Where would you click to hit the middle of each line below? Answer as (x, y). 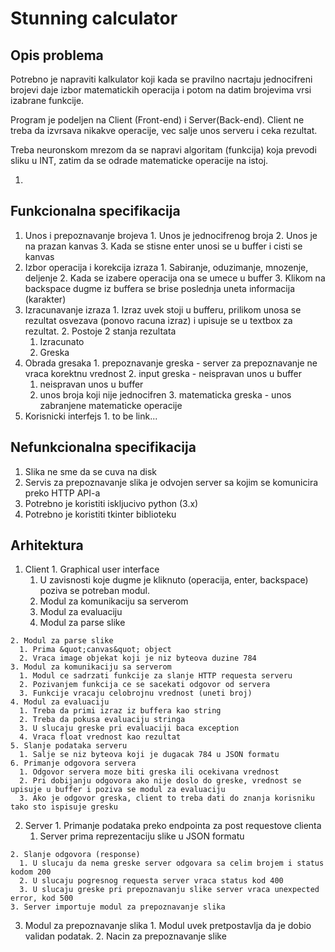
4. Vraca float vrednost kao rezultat (100, 737)
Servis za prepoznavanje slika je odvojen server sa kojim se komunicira (171, 482)
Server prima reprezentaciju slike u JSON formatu (142, 836)
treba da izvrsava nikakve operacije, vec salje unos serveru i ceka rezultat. (164, 130)
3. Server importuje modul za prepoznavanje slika (118, 907)
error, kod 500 (42, 898)
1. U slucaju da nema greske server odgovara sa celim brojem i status (172, 863)
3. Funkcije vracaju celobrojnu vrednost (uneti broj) (136, 693)
